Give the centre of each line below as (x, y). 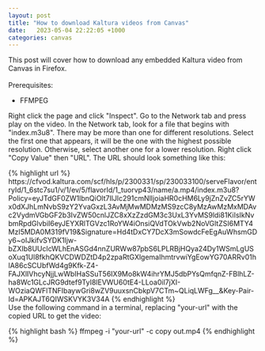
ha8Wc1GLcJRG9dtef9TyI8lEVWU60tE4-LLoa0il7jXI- (95, 282)
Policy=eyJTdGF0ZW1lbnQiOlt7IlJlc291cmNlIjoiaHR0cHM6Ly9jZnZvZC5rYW (132, 198)
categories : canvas (40, 38)
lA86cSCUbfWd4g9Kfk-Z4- (53, 266)
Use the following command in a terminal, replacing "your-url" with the (123, 308)
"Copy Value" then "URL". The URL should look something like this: (117, 158)
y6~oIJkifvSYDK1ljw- (43, 240)
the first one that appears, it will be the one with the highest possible (120, 141)
